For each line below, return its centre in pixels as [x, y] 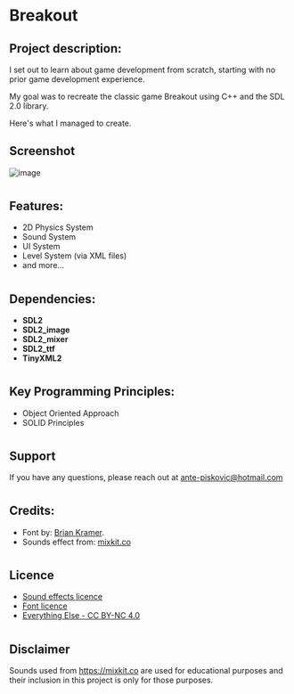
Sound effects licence [62, 597]
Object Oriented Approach [70, 413]
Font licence [45, 606]
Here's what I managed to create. [70, 123]
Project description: [65, 49]
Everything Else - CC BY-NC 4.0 [81, 616]
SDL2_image [46, 330]
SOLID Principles [53, 422]
